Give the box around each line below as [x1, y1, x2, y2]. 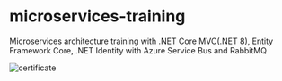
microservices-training [9, 6, 186, 27]
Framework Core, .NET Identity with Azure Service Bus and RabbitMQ [9, 45, 268, 55]
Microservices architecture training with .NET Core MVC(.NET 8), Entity [9, 36, 274, 46]
